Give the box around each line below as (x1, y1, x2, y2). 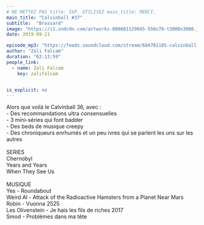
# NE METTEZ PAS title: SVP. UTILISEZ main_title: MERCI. (6, 8, 156, 15)
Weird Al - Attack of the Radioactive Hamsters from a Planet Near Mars (6, 193, 184, 201)
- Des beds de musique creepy (6, 123, 84, 130)
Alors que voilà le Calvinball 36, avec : (6, 104, 101, 111)
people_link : (6, 59, 39, 65)
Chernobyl (6, 155, 33, 163)
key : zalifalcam (17, 70, 59, 76)
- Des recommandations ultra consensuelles (6, 110, 117, 117)
